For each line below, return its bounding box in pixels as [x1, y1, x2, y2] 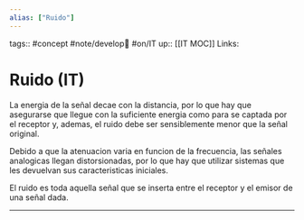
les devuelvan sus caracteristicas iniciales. [9, 164, 169, 176]
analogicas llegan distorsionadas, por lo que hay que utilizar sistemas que [9, 155, 285, 166]
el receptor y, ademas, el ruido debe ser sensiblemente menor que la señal [9, 118, 288, 129]
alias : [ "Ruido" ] [9, 13, 75, 23]
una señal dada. [9, 191, 70, 203]
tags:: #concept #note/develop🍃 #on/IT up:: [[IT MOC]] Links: [9, 38, 240, 49]
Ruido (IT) [9, 69, 85, 90]
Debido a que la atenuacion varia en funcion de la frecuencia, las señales [9, 145, 282, 156]
